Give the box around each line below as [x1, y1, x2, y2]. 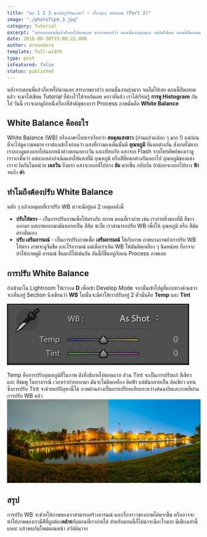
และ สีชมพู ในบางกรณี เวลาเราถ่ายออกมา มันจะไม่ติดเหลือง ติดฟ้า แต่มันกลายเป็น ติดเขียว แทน [7, 378, 196, 385]
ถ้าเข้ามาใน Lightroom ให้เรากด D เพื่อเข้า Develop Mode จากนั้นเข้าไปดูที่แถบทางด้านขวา [7, 284, 198, 292]
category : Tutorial [7, 23, 57, 29]
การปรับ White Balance [7, 268, 90, 279]
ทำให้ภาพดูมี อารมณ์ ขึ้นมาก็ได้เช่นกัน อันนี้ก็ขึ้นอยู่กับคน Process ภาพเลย [15, 250, 166, 257]
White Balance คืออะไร [7, 117, 88, 128]
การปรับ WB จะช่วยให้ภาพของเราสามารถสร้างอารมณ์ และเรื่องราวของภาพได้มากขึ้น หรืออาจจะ [7, 511, 195, 519]
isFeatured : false [7, 61, 54, 68]
